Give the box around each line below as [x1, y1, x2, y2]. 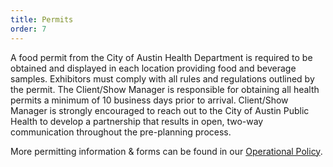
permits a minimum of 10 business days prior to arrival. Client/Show [10, 94, 289, 106]
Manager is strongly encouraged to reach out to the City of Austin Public [10, 104, 310, 116]
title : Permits [10, 14, 74, 25]
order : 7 [10, 24, 47, 34]
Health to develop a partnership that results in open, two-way [10, 115, 264, 127]
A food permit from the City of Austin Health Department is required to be [10, 51, 313, 63]
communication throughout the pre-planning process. [10, 126, 232, 138]
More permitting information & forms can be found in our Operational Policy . [10, 145, 323, 157]
